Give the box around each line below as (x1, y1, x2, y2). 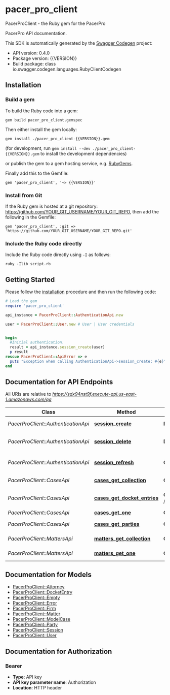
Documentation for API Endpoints (5, 377, 113, 387)
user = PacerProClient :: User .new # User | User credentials (5, 322, 135, 327)
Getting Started (5, 275, 55, 284)
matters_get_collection (94, 535, 151, 542)
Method (116, 408, 136, 416)
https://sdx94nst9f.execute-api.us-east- (52, 391, 137, 397)
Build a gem (5, 96, 35, 103)
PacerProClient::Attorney (12, 584, 65, 590)
